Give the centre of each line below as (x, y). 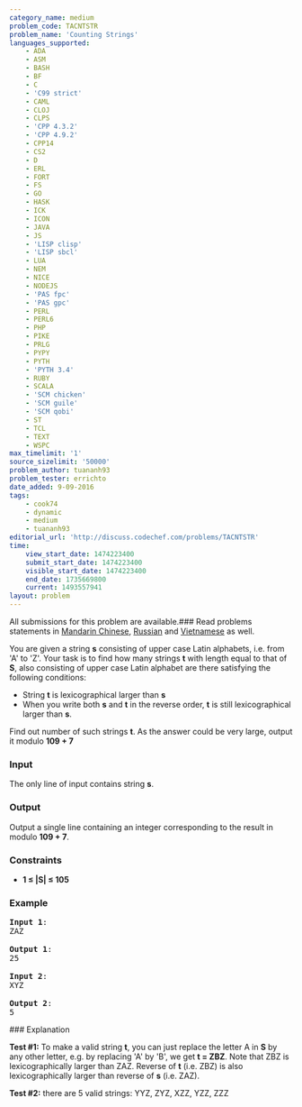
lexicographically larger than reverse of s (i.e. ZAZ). (105, 1076)
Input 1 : (28, 922)
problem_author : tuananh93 (60, 471)
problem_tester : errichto (58, 479)
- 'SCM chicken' (56, 395)
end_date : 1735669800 (66, 579)
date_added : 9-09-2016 (52, 487)
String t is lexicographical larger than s (94, 695)
